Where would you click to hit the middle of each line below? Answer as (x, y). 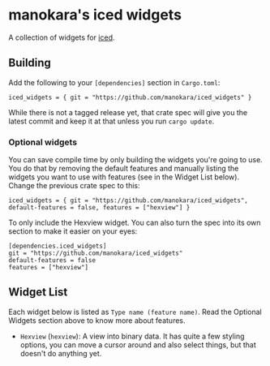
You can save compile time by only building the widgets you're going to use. (136, 160)
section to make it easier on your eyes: (73, 231)
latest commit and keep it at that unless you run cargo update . (111, 121)
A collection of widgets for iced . (62, 37)
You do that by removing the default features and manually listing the (124, 169)
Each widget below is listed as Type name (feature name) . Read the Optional (135, 312)
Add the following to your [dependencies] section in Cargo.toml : (114, 82)
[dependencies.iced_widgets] (58, 246)
